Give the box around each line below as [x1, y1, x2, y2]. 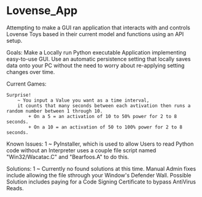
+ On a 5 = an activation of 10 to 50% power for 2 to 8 [28, 113, 177, 119]
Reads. [6, 184, 24, 191]
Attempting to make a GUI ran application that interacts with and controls [6, 24, 190, 31]
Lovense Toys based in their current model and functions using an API [6, 30, 184, 37]
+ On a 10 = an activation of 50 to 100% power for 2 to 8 [28, 124, 183, 130]
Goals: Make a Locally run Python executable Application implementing [6, 48, 187, 56]
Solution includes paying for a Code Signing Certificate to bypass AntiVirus [6, 178, 196, 185]
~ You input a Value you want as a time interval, [17, 97, 150, 103]
